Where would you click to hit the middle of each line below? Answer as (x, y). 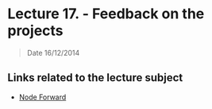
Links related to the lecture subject (95, 78)
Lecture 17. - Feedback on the (106, 14)
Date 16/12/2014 (53, 53)
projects (36, 31)
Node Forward (42, 97)
